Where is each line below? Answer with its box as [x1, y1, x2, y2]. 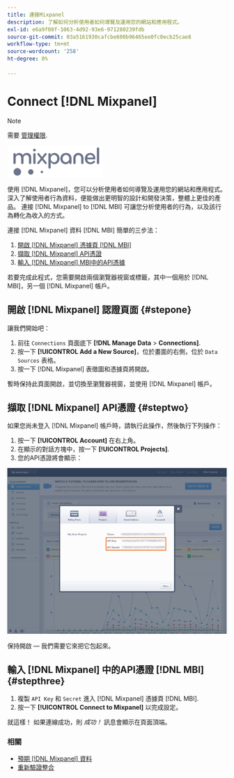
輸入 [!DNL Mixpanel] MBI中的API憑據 [17, 258, 125, 266]
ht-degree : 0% [7, 56, 49, 63]
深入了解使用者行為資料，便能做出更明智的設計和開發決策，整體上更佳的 [7, 194, 214, 202]
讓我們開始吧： [7, 324, 50, 332]
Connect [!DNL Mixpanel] [7, 93, 157, 109]
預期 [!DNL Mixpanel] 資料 [17, 754, 93, 763]
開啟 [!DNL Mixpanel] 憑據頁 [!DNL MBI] [17, 240, 132, 249]
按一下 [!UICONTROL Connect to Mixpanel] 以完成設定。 [17, 703, 182, 712]
